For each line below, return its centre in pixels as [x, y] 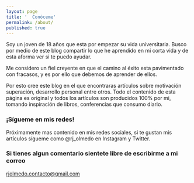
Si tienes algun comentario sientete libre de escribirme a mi [92, 154]
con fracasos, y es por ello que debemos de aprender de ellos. [82, 74]
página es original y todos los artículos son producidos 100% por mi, [89, 98]
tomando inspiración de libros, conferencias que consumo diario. [84, 104]
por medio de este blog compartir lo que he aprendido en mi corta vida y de [97, 51]
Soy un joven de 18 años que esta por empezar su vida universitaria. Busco [96, 44]
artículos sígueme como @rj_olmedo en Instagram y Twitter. [78, 139]
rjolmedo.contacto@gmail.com [43, 174]
